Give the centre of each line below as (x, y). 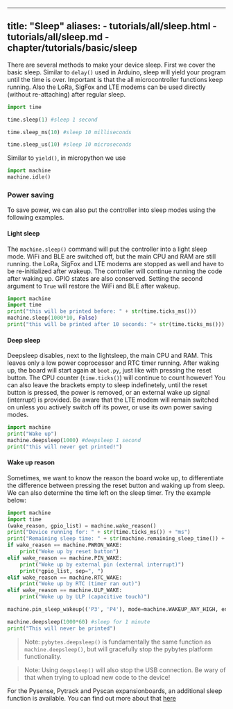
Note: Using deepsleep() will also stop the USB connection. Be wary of (125, 670)
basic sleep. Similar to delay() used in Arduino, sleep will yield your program (116, 72)
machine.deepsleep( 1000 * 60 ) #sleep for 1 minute (79, 622)
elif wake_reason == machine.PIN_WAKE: (65, 558)
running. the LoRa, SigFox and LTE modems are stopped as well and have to (115, 263)
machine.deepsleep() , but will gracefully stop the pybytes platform (118, 649)
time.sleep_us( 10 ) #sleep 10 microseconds (69, 145)
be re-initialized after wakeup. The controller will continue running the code (115, 271)
